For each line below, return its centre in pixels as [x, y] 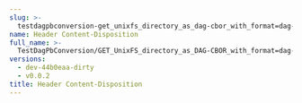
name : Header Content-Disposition [74, 34]
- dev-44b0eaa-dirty [56, 68]
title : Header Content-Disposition [76, 84]
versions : [28, 59]
